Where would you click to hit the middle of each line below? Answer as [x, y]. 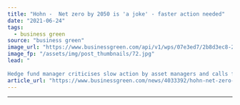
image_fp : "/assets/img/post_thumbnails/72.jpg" [81, 54]
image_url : [24, 47]
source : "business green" [46, 41]
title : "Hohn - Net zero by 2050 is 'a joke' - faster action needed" [116, 14]
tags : [15, 27]
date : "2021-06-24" [36, 21]
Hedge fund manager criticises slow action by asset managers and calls [118, 74]
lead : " [19, 61]
